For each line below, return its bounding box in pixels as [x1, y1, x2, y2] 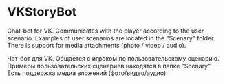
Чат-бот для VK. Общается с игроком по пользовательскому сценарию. [7, 54, 219, 62]
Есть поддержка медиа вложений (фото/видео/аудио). [7, 69, 169, 77]
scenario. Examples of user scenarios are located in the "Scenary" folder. [7, 33, 215, 42]
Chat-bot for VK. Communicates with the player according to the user [7, 27, 204, 35]
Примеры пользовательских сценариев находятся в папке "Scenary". [7, 61, 212, 70]
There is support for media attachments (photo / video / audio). [7, 41, 186, 49]
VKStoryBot [7, 4, 77, 20]
